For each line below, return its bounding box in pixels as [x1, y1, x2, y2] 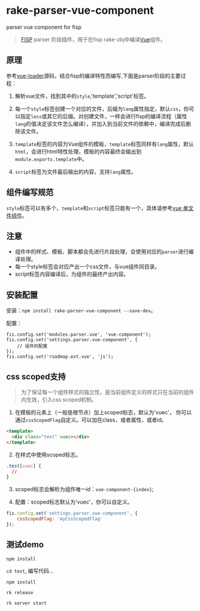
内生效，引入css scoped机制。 [20, 396, 97, 403]
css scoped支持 [6, 371, 66, 381]
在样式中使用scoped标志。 [14, 451, 81, 458]
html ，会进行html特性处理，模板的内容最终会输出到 [14, 148, 142, 155]
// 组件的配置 [17, 343, 48, 350]
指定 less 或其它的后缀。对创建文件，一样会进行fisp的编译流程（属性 [20, 112, 187, 120]
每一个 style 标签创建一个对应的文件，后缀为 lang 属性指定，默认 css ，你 [14, 105, 189, 112]
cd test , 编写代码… [6, 567, 54, 574]
